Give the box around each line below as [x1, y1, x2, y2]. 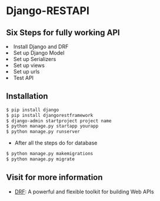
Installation [6, 91, 48, 101]
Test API [14, 75, 34, 81]
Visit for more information [6, 172, 103, 183]
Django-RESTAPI [6, 4, 90, 18]
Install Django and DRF [14, 43, 69, 50]
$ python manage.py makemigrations [6, 151, 94, 157]
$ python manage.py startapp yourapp [6, 123, 99, 129]
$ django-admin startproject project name [6, 118, 112, 124]
